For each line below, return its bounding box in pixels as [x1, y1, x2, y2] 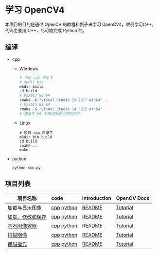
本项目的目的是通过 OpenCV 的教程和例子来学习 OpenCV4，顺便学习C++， [5, 21, 157, 27]
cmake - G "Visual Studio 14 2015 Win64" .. [19, 106, 109, 112]
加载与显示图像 [7, 204, 42, 211]
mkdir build [19, 84, 44, 89]
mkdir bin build [19, 135, 53, 139]
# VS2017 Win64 [19, 93, 50, 98]
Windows [19, 66, 38, 71]
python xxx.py [12, 165, 41, 170]
